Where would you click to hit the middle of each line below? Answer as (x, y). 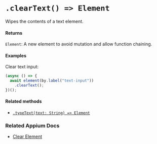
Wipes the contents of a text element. (44, 21)
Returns (14, 33)
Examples (16, 55)
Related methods (24, 101)
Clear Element (27, 136)
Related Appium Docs (32, 125)
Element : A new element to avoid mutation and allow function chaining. (79, 44)
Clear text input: (22, 67)
